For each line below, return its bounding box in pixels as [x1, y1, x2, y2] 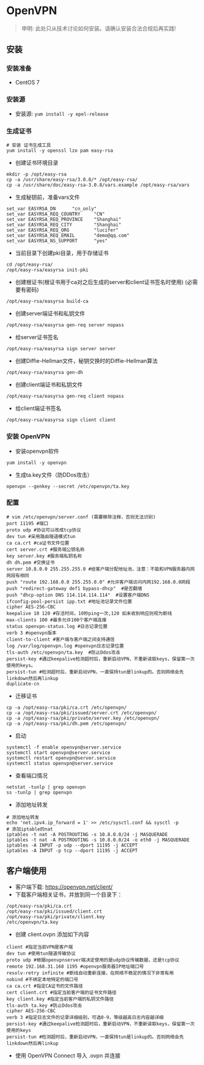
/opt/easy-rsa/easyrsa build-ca [6, 298, 89, 305]
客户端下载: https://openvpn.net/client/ [15, 883, 113, 891]
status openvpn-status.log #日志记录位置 [6, 623, 108, 629]
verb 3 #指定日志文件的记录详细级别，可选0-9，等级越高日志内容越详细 [6, 1014, 164, 1020]
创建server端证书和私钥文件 [15, 310, 86, 317]
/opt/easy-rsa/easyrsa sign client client [6, 417, 116, 423]
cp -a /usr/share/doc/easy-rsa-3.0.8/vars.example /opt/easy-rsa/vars [6, 182, 190, 189]
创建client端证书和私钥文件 [15, 381, 83, 389]
